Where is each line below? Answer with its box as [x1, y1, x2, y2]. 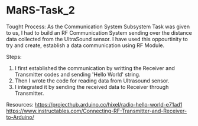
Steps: [6, 53, 22, 60]
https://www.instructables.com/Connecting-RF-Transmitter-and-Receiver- [6, 107, 187, 114]
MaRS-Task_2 [6, 4, 75, 17]
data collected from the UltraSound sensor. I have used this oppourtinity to [6, 35, 188, 42]
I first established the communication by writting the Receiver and [14, 64, 176, 71]
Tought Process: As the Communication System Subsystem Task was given [6, 23, 190, 30]
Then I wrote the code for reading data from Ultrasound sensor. [14, 77, 170, 84]
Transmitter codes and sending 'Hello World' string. [14, 71, 141, 78]
